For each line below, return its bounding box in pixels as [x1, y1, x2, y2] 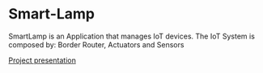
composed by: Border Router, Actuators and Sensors [8, 39, 185, 49]
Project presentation [8, 55, 77, 65]
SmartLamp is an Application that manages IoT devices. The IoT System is [8, 31, 255, 41]
